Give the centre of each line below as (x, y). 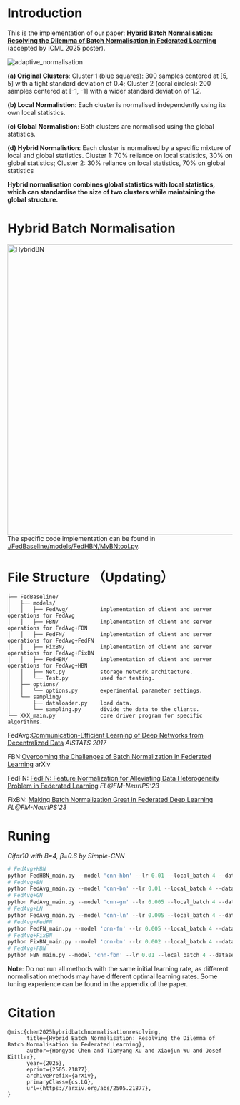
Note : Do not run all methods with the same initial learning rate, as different (118, 969)
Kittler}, (22, 1057)
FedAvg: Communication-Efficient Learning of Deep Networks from (105, 735)
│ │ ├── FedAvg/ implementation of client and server (110, 609)
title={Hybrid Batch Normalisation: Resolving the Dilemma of (121, 1038)
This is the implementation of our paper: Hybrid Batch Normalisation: (110, 33)
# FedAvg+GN (25, 896)
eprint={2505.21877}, (59, 1069)
